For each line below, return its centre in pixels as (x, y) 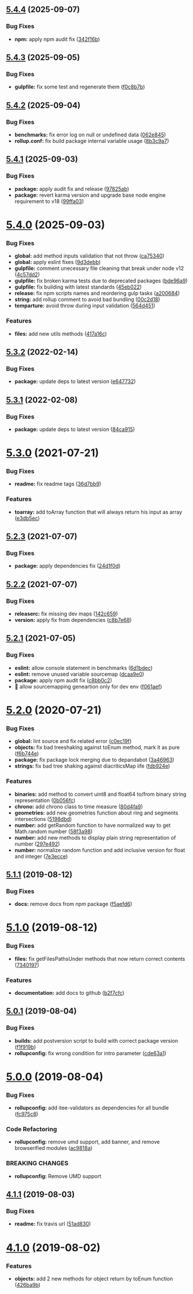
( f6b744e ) (27, 754)
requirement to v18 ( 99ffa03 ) (49, 201)
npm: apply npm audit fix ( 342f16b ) (57, 39)
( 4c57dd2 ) (27, 275)
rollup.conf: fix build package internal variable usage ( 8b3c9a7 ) (92, 141)
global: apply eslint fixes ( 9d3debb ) (57, 262)
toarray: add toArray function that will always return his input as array (98, 512)
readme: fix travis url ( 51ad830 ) (53, 1224)
